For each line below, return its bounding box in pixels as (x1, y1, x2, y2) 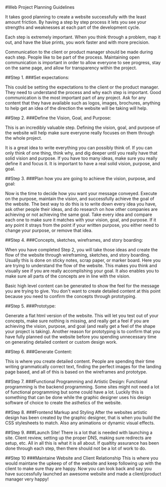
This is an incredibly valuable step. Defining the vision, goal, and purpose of (5, 124, 160, 130)
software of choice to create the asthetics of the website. (5, 400, 122, 405)
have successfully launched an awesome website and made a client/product (5, 471, 162, 477)
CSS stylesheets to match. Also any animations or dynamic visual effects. (5, 420, 155, 426)
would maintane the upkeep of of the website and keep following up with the (5, 460, 162, 466)
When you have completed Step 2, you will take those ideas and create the (5, 247, 158, 253)
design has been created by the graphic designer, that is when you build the (5, 415, 161, 420)
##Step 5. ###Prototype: (5, 303, 56, 309)
